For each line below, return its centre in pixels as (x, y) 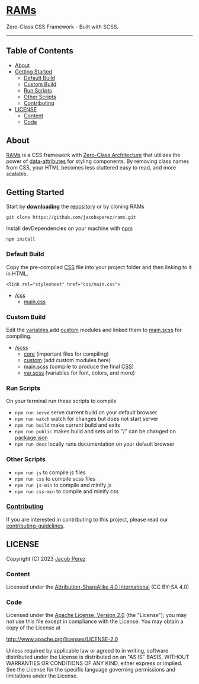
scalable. (17, 174)
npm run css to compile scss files (55, 478)
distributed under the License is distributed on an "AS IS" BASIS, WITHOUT (98, 657)
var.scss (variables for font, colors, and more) (79, 373)
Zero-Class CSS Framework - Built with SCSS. (62, 27)
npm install (21, 239)
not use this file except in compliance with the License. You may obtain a (95, 621)
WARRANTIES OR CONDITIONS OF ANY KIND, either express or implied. (94, 663)
